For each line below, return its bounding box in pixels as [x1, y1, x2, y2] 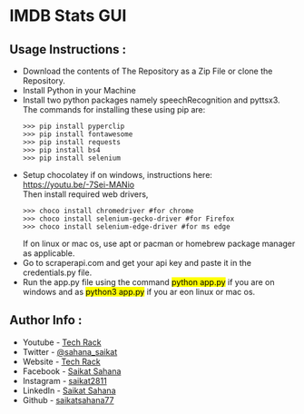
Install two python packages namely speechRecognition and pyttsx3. [22, 94, 280, 105]
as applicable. [22, 248, 75, 259]
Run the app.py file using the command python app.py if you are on [22, 277, 275, 287]
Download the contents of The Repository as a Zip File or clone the [22, 65, 273, 76]
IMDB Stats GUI [9, 5, 127, 26]
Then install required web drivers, [22, 189, 149, 200]
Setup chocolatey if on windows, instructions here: [22, 170, 213, 180]
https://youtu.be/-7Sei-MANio [22, 179, 134, 190]
